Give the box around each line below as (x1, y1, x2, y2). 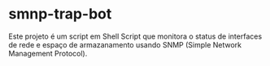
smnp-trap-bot (8, 5, 112, 23)
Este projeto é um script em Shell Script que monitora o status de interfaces (8, 31, 263, 41)
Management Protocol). (8, 48, 88, 58)
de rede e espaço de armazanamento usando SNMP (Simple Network (8, 39, 242, 49)
